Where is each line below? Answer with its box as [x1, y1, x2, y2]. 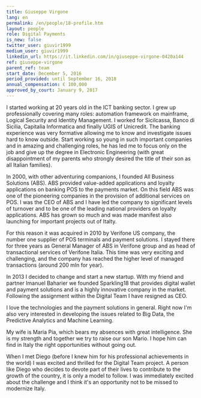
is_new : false [6, 37, 42, 43]
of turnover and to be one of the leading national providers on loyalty [6, 205, 177, 212]
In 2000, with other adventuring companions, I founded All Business [6, 173, 175, 180]
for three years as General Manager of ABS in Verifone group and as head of [6, 242, 196, 249]
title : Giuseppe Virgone [6, 8, 68, 15]
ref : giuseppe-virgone [6, 59, 63, 65]
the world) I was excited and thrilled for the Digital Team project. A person [6, 359, 189, 366]
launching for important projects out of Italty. [6, 217, 117, 225]
